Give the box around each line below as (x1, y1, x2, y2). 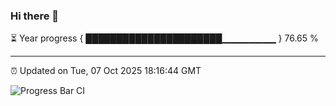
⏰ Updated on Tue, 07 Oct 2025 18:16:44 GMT (10, 65, 202, 77)
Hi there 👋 (10, 9, 60, 23)
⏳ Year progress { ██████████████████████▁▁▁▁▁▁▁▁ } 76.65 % (10, 32, 319, 44)
